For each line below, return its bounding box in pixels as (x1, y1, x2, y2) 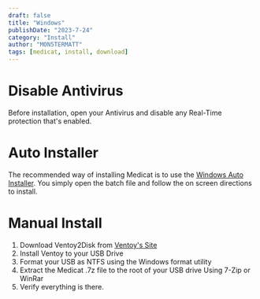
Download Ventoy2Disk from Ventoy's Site (19, 240, 158, 249)
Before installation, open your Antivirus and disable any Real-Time (8, 108, 222, 117)
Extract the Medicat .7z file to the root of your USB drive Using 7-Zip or (19, 265, 251, 275)
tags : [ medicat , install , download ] (8, 48, 128, 56)
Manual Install (8, 214, 102, 232)
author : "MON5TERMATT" (8, 41, 83, 49)
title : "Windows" (8, 19, 65, 27)
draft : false (8, 11, 51, 20)
